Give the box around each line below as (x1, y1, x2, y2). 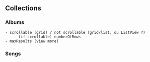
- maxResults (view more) (5, 39, 59, 44)
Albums (5, 19, 25, 26)
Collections (5, 4, 41, 12)
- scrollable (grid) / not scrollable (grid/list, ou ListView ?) (5, 30, 146, 35)
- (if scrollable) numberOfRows (14, 34, 81, 40)
